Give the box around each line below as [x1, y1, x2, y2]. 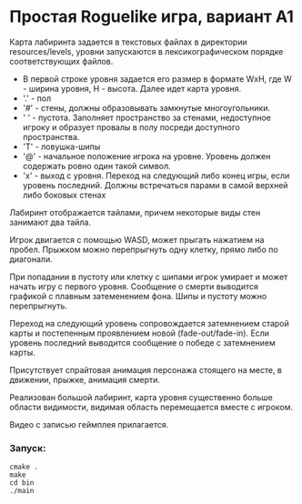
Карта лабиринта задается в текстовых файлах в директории [9, 36, 247, 47]
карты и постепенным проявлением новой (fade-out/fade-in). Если [9, 328, 270, 338]
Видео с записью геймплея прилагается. [9, 418, 169, 429]
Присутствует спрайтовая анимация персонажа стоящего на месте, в [9, 364, 283, 375]
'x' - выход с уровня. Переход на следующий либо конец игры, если [22, 170, 290, 181]
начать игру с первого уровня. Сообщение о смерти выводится [9, 280, 259, 292]
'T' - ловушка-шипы [22, 141, 101, 152]
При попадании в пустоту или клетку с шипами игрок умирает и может [9, 271, 288, 282]
